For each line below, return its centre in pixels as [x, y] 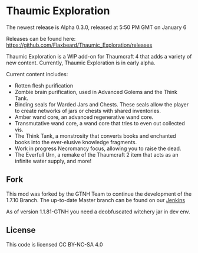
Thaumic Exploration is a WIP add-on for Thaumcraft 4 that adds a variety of [99, 56]
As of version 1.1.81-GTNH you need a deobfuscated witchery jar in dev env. [98, 212]
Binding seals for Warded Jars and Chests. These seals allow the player [102, 104]
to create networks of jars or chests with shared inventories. [88, 111]
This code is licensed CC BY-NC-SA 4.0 [55, 244]
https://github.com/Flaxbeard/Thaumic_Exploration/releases [79, 45]
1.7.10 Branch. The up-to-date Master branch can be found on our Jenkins [96, 200]
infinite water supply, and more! [53, 161]
